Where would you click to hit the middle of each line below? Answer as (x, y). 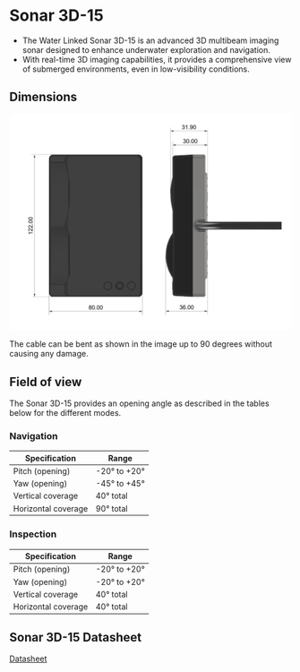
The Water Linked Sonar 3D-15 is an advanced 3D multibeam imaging (150, 40)
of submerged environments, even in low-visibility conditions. (136, 69)
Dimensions (43, 97)
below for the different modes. (65, 412)
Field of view (46, 382)
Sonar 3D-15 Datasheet (75, 637)
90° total (111, 508)
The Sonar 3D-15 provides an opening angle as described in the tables (140, 403)
